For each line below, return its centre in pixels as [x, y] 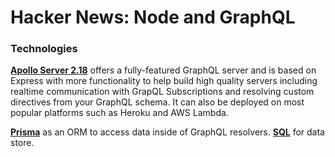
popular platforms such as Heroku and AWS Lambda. [119, 113]
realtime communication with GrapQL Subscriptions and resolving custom [162, 92]
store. [22, 143]
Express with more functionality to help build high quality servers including [164, 81]
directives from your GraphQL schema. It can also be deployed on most [157, 102]
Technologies [44, 49]
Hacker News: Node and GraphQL [153, 17]
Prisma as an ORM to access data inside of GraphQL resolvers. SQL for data [167, 132]
